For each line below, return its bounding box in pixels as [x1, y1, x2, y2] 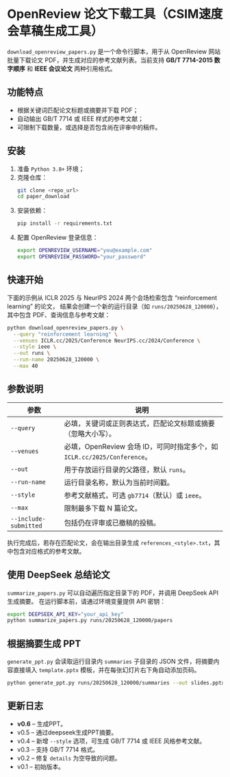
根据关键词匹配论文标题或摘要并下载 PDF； [16, 106, 139, 114]
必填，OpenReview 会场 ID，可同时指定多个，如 [64, 441, 218, 451]
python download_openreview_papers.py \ [7, 324, 125, 331]
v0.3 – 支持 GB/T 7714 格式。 [16, 745, 99, 754]
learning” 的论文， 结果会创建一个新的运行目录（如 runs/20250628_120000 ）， [7, 302, 222, 310]
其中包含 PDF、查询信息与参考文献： [7, 310, 111, 319]
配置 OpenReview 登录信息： [16, 234, 99, 242]
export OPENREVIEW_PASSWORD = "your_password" [16, 254, 146, 260]
